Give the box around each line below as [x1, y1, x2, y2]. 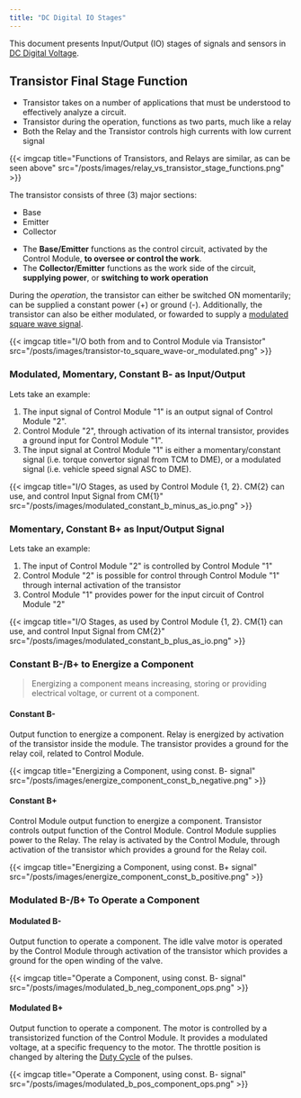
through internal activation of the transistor [22, 580, 181, 591]
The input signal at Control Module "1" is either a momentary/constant [22, 444, 281, 455]
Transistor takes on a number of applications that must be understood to [22, 97, 291, 108]
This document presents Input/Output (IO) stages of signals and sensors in [9, 38, 287, 49]
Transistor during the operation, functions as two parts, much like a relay [22, 116, 292, 127]
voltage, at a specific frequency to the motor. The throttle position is [9, 1042, 261, 1053]
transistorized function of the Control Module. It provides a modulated [9, 1032, 268, 1043]
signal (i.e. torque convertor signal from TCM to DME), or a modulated [22, 454, 281, 465]
